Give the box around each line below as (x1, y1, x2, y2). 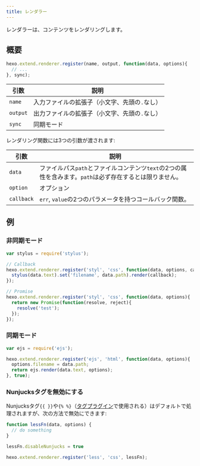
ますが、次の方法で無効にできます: (21, 410, 107, 417)
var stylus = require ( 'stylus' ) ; (6, 251, 89, 257)
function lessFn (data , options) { (6, 422, 92, 428)
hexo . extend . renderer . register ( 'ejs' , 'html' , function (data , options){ (6, 356, 190, 362)
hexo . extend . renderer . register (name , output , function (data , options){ (6, 61, 187, 67)
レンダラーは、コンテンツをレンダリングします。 (6, 26, 126, 33)
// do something (11, 427, 52, 433)
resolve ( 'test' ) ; (17, 305, 60, 311)
